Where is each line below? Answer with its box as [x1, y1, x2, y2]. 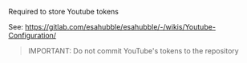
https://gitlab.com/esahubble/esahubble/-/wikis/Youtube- [25, 22, 217, 31]
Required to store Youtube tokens [8, 7, 119, 16]
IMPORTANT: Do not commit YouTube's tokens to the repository [27, 46, 239, 55]
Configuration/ [8, 31, 57, 40]
